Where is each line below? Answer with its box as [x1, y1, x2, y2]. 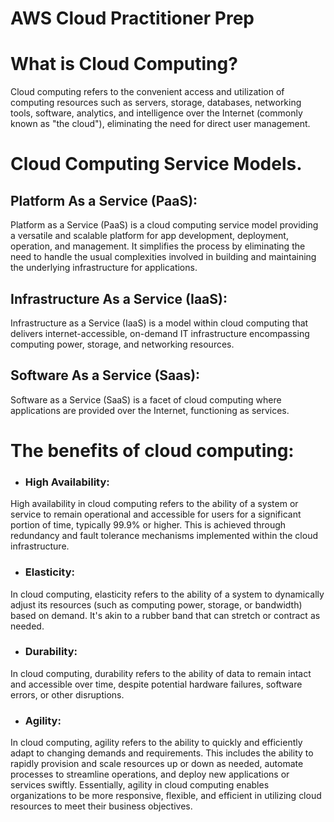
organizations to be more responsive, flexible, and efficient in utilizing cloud [10, 790, 322, 802]
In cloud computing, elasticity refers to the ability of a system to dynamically [10, 588, 325, 600]
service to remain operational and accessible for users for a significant [10, 508, 302, 521]
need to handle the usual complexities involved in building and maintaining [10, 251, 317, 263]
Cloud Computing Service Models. [10, 153, 303, 176]
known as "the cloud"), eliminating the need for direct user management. [10, 118, 311, 130]
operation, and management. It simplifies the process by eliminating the [10, 240, 306, 252]
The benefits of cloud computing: [10, 439, 295, 462]
